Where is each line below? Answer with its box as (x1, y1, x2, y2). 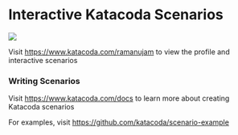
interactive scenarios (8, 55, 78, 65)
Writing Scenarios (8, 75, 80, 86)
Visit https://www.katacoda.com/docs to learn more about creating (8, 93, 230, 103)
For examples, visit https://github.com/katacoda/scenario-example (8, 117, 229, 127)
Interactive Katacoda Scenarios (8, 6, 224, 24)
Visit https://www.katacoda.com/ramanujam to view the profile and (8, 46, 231, 57)
